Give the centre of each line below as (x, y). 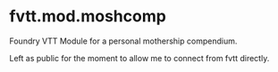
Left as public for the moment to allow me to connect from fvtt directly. (139, 58)
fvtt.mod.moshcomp (88, 16)
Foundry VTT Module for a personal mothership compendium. (123, 41)
